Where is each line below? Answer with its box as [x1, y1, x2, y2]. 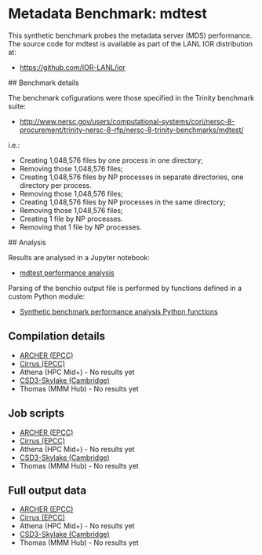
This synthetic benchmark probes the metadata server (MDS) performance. [8, 31, 253, 40]
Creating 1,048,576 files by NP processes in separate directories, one [19, 172, 245, 182]
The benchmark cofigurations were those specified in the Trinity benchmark [8, 93, 255, 102]
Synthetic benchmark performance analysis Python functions [19, 307, 218, 316]
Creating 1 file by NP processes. [19, 214, 123, 223]
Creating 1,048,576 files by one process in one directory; [19, 155, 204, 165]
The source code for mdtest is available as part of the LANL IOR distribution [8, 39, 253, 48]
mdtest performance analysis [19, 268, 115, 277]
